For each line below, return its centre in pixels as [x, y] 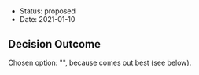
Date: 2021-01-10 [47, 20]
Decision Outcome [54, 44]
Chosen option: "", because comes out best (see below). [100, 62]
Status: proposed [48, 11]
